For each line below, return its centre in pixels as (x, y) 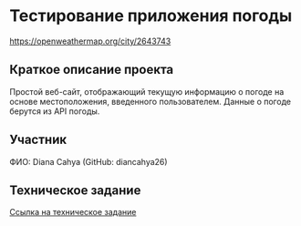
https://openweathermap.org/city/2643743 (90, 41)
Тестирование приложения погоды (151, 16)
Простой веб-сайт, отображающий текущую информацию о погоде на (147, 91)
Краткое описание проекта (92, 70)
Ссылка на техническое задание (73, 212)
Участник (38, 140)
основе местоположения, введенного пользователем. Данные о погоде (150, 101)
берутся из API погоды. (55, 111)
